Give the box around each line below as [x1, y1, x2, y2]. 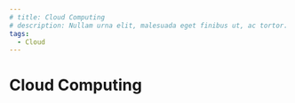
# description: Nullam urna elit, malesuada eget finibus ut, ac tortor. [9, 21, 289, 30]
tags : [9, 29, 29, 38]
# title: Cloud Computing [9, 12, 105, 22]
